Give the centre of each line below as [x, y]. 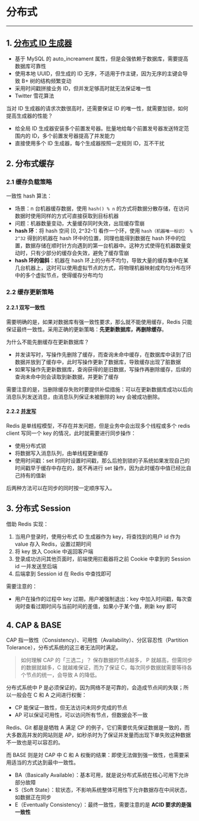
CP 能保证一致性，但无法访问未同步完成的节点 [71, 708]
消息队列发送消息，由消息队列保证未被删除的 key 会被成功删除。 [84, 397]
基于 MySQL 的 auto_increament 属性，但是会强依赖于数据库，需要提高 [101, 58]
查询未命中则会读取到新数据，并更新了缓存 [67, 377]
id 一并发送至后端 [36, 566]
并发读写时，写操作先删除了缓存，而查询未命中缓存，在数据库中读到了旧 [103, 354]
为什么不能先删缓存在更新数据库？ [48, 342]
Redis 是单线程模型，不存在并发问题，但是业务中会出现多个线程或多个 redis [98, 425]
